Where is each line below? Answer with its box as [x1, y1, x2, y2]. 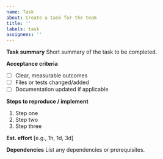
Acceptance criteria [6, 60, 58, 68]
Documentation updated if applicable [15, 86, 109, 93]
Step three [15, 122, 42, 130]
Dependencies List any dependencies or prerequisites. [6, 146, 145, 154]
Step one [15, 110, 38, 117]
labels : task [6, 26, 40, 32]
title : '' [6, 20, 32, 26]
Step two [15, 116, 38, 124]
